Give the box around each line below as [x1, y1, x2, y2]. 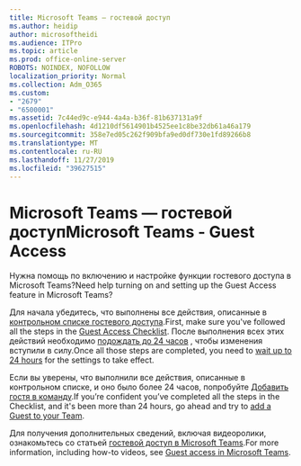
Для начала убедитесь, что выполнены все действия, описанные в [9, 307, 268, 318]
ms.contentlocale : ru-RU [9, 147, 102, 156]
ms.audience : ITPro [9, 38, 83, 48]
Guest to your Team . [9, 410, 85, 421]
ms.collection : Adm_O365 [9, 80, 102, 89]
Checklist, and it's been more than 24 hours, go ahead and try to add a [9, 401, 271, 412]
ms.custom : [9, 88, 50, 97]
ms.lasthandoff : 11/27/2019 [9, 155, 115, 165]
